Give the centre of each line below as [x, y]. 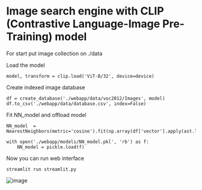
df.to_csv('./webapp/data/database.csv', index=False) [76, 104]
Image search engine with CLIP [85, 11]
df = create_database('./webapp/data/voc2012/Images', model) [86, 98]
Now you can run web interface [45, 158]
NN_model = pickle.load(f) [51, 147]
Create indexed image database [46, 87]
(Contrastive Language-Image [83, 24]
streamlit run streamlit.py [41, 169]
